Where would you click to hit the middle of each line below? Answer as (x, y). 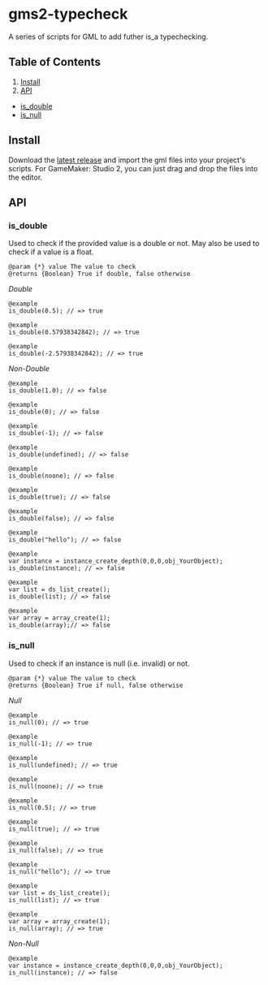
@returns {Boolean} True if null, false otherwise (96, 685)
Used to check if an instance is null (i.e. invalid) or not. (99, 663)
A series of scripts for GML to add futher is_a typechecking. (108, 37)
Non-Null (24, 944)
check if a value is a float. (51, 252)
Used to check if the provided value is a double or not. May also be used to (134, 244)
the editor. (26, 177)
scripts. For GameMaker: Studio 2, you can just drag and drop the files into (133, 168)
